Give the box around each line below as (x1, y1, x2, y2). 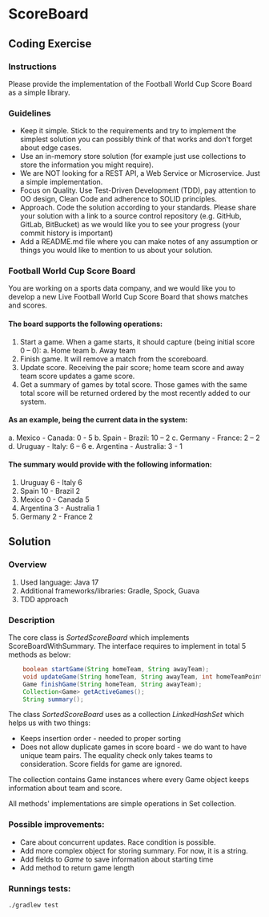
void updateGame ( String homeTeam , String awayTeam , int (22, 672, 214, 681)
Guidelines (8, 108, 51, 119)
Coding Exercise (8, 37, 92, 51)
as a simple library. (8, 88, 70, 97)
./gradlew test (8, 901, 59, 910)
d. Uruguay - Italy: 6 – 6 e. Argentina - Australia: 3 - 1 (8, 441, 183, 450)
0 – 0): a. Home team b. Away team (19, 345, 136, 355)
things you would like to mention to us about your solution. (19, 246, 214, 255)
